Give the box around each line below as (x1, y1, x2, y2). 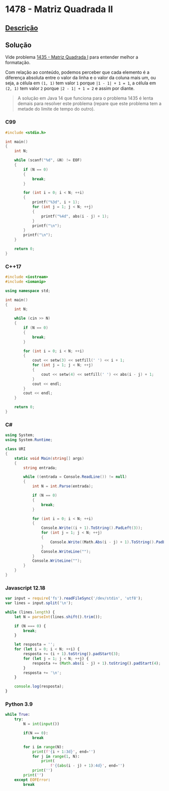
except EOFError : (14, 777, 51, 782)
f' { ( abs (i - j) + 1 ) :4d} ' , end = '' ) (50, 763, 125, 768)
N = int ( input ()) (23, 721, 59, 727)
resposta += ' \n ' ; (23, 670, 62, 675)
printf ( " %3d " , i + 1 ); (32, 200, 80, 205)
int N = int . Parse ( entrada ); (32, 484, 94, 489)
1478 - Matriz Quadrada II (5, 4, 113, 15)
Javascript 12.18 (5, 584, 46, 591)
